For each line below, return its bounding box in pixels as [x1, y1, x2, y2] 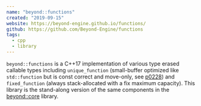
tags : [6, 32, 20, 38]
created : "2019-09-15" [6, 15, 64, 21]
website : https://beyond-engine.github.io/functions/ [6, 20, 147, 26]
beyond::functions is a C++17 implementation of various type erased [6, 59, 180, 67]
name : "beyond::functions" [6, 9, 75, 15]
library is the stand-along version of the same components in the [6, 86, 170, 93]
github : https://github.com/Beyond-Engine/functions [6, 26, 144, 32]
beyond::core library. [6, 93, 59, 100]
